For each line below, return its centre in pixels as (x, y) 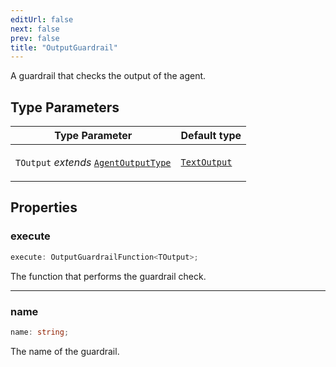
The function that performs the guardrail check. (108, 276)
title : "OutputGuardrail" (64, 47)
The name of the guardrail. (65, 351)
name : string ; (40, 332)
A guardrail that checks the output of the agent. (108, 76)
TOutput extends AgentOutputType (93, 163)
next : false (35, 29)
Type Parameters (65, 107)
